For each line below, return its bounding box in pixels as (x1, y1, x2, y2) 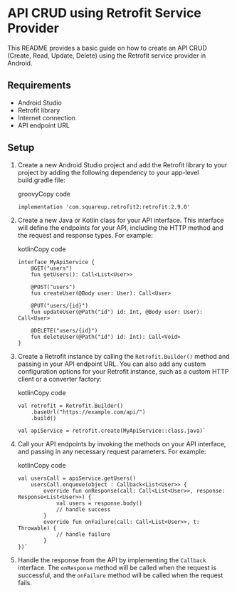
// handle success (56, 505, 111, 513)
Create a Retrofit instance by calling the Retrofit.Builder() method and (17, 352, 230, 360)
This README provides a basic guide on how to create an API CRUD (7, 43, 208, 52)
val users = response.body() (56, 500, 142, 507)
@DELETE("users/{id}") (31, 327, 98, 334)
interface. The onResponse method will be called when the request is (17, 563, 217, 572)
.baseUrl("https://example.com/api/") (31, 408, 146, 416)
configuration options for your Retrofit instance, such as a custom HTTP (17, 367, 229, 375)
